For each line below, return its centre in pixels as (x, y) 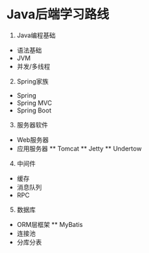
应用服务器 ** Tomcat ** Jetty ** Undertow (79, 148)
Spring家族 (33, 81)
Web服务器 (33, 140)
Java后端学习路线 (58, 14)
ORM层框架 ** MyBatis (50, 224)
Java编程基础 (36, 35)
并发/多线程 (33, 66)
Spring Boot (34, 110)
